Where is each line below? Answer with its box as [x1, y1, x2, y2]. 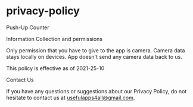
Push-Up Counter [6, 24, 49, 31]
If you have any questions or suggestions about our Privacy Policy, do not [6, 87, 187, 95]
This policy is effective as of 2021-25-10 [6, 64, 105, 72]
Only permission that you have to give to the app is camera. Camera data [6, 46, 185, 54]
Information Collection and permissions [6, 35, 103, 42]
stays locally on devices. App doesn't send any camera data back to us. [6, 53, 183, 60]
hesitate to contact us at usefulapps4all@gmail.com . [6, 94, 135, 101]
